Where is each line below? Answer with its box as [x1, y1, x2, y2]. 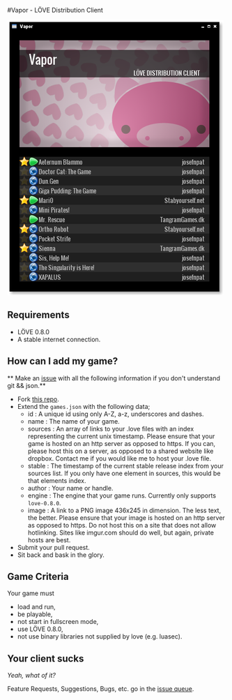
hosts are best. [27, 535, 71, 544]
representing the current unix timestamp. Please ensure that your [27, 432, 215, 440]
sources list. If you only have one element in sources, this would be [27, 469, 221, 477]
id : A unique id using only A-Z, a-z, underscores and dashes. [27, 410, 204, 418]
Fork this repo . [17, 394, 59, 403]
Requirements [7, 309, 70, 321]
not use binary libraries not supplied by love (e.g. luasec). [17, 632, 183, 641]
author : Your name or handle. [27, 484, 114, 492]
